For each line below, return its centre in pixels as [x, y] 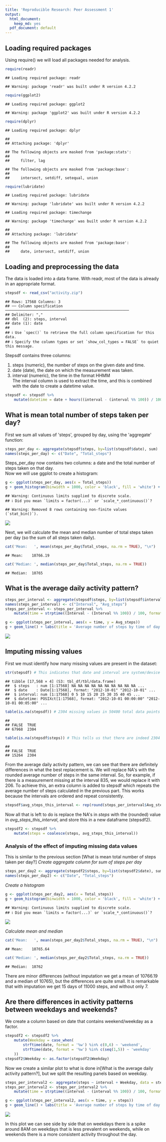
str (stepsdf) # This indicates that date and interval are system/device [83, 672]
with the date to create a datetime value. [53, 386]
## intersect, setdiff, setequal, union [52, 178]
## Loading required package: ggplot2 [45, 104]
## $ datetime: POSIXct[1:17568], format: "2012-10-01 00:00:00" [75, 699]
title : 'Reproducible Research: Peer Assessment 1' [59, 10]
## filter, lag [25, 161]
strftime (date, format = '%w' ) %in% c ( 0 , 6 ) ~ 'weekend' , [83, 1045]
